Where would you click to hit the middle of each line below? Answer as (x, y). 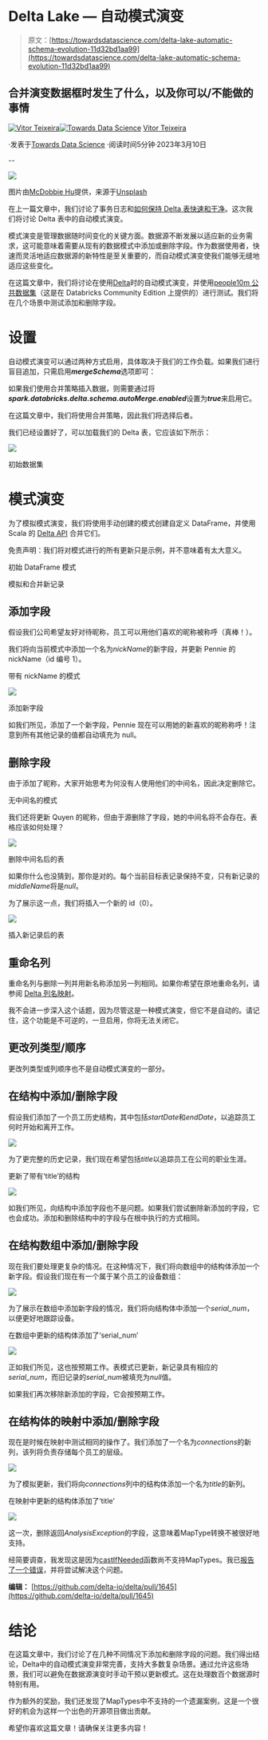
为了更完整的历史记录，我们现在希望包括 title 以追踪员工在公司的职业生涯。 (130, 1159)
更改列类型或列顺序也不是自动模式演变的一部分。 (89, 1068)
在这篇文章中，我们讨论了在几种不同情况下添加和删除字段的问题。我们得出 (130, 1655)
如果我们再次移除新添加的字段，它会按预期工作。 (89, 1393)
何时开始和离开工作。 (43, 1127)
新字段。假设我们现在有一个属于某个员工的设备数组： (96, 1276)
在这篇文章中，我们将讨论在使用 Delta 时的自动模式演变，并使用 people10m (129, 282)
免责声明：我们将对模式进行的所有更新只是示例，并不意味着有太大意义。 (127, 550)
